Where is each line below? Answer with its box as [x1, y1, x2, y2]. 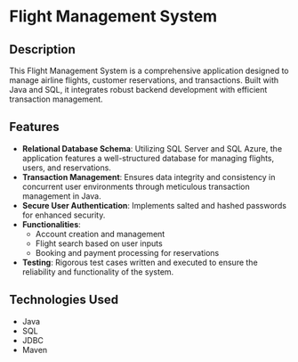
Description [9, 42, 76, 57]
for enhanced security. [21, 210, 106, 220]
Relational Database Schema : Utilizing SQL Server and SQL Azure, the [21, 143, 283, 153]
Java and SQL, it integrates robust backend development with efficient [9, 85, 268, 95]
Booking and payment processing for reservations [35, 247, 220, 258]
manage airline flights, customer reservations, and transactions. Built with [9, 75, 279, 86]
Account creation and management [35, 228, 165, 239]
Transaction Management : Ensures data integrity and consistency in [21, 171, 276, 182]
